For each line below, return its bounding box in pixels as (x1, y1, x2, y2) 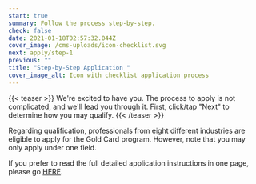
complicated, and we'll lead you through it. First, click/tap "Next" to (8, 102, 230, 111)
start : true (8, 11, 48, 20)
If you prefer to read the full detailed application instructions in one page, (8, 158, 250, 168)
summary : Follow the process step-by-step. (8, 19, 156, 27)
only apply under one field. (8, 142, 98, 152)
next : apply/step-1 (8, 49, 74, 57)
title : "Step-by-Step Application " (8, 64, 130, 72)
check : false (8, 26, 52, 34)
